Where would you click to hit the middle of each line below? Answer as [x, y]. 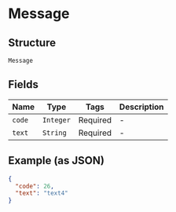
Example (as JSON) [56, 161]
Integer [56, 120]
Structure [32, 43]
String [54, 133]
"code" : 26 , [35, 186]
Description [141, 107]
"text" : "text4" [42, 193]
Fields [24, 84]
